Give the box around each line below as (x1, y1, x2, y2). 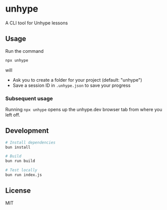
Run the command (5, 48, 44, 54)
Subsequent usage (5, 95, 53, 102)
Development (5, 126, 49, 135)
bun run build (5, 158, 36, 164)
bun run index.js (5, 172, 42, 178)
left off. (5, 112, 20, 118)
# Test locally (5, 168, 38, 173)
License (5, 186, 31, 195)
